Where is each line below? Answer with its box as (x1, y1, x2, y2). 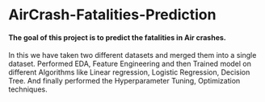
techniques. (8, 84, 48, 94)
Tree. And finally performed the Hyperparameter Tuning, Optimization (8, 76, 241, 86)
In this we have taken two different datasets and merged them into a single (8, 51, 257, 60)
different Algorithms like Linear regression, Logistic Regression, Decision (8, 67, 250, 77)
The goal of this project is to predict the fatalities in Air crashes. (8, 32, 226, 42)
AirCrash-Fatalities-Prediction (8, 6, 217, 24)
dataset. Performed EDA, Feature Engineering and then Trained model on (8, 59, 252, 69)
